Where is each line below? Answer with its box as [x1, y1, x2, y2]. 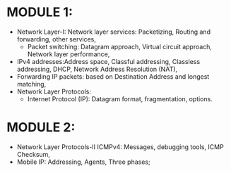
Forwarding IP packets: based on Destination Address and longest [16, 72, 210, 81]
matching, [16, 79, 47, 88]
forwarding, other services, [16, 34, 97, 43]
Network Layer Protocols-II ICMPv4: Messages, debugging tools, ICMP [16, 142, 224, 151]
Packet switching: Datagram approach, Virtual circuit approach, [27, 42, 213, 51]
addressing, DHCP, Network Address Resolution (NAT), [16, 65, 178, 73]
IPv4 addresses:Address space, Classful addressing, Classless [16, 57, 201, 65]
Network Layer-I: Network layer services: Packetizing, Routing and [16, 27, 211, 36]
